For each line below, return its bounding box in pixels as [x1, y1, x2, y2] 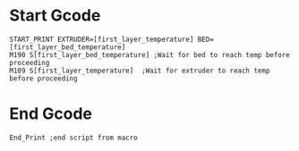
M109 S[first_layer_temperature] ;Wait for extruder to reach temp [9, 66, 270, 75]
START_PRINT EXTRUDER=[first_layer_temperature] [9, 35, 194, 44]
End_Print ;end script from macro [9, 133, 139, 142]
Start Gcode [9, 5, 101, 26]
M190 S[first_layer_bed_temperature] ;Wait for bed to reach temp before [9, 50, 291, 59]
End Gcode [9, 104, 92, 124]
